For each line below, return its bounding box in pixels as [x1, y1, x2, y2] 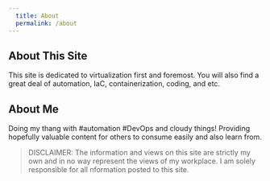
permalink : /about [15, 19, 78, 27]
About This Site [8, 49, 88, 63]
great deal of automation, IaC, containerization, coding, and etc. [8, 79, 220, 88]
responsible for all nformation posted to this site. [27, 165, 189, 175]
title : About [15, 11, 60, 20]
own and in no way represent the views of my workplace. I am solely [27, 156, 256, 166]
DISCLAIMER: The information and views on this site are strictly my [27, 148, 251, 158]
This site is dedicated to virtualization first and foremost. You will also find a [8, 70, 260, 80]
